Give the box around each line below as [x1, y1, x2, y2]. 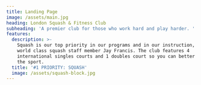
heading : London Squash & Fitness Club [6, 20, 107, 26]
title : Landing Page [6, 8, 58, 15]
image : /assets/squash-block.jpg [11, 70, 96, 76]
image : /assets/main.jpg [6, 14, 69, 20]
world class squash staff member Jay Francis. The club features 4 [17, 48, 190, 54]
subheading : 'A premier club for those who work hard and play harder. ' [6, 25, 196, 32]
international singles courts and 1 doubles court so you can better [17, 53, 196, 59]
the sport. [17, 59, 45, 65]
